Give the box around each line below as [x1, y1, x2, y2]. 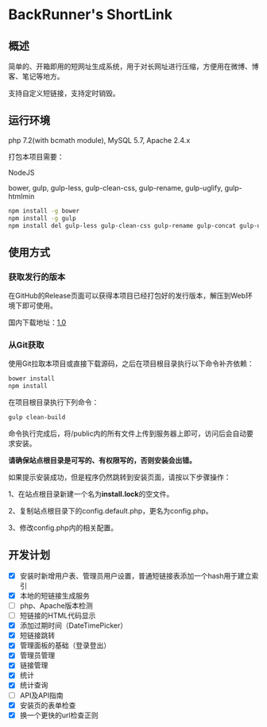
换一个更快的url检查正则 [19, 710, 99, 720]
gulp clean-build [8, 414, 66, 421]
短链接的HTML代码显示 [19, 611, 96, 621]
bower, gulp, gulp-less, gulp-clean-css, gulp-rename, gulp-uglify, [8, 183, 223, 192]
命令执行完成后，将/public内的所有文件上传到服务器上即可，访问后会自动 [8, 429, 247, 438]
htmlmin [8, 191, 35, 201]
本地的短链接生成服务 [19, 590, 90, 600]
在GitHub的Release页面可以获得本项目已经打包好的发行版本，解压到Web [8, 291, 246, 301]
